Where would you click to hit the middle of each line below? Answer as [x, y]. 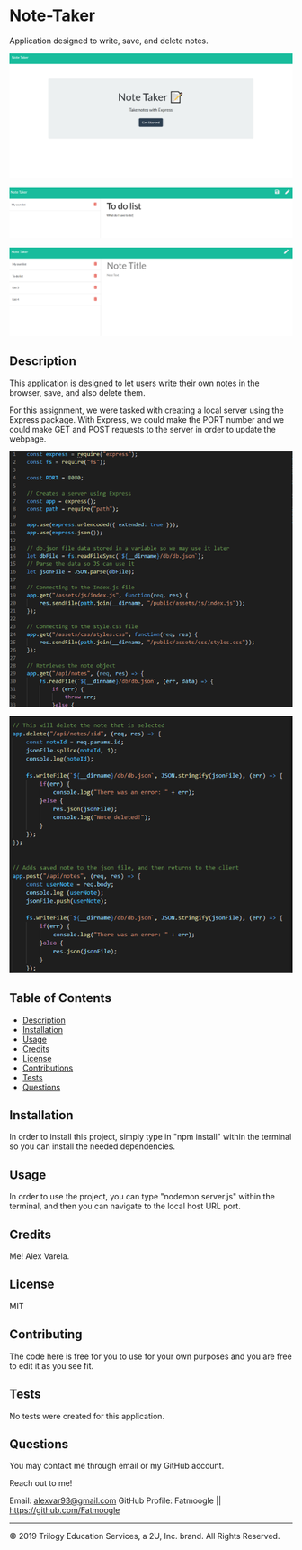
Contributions [48, 1068]
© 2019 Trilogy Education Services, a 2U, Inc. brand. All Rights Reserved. [145, 1536]
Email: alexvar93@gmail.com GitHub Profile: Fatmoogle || [115, 1500]
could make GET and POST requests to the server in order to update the [142, 429]
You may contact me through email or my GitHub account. [117, 1466]
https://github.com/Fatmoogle [65, 1510]
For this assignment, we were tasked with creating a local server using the [147, 410]
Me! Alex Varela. [40, 1256]
